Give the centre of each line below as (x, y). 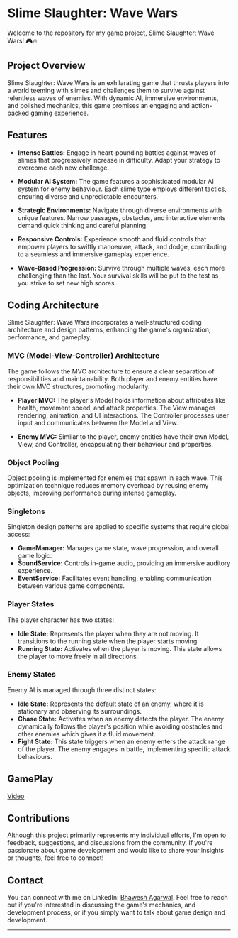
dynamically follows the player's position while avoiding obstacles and (120, 726)
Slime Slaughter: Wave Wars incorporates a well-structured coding (104, 322)
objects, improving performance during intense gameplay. (92, 493)
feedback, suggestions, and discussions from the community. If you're (110, 843)
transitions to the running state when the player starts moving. (108, 641)
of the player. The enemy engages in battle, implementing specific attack (124, 749)
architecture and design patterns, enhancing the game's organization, (109, 330)
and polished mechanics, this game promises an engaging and (98, 105)
